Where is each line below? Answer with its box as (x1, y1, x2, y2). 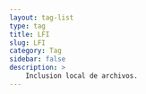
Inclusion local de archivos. (25, 72, 139, 81)
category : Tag (9, 47, 63, 56)
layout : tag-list (9, 13, 74, 22)
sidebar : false (9, 55, 66, 64)
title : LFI (9, 30, 50, 38)
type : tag (9, 21, 47, 30)
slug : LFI (9, 38, 47, 47)
